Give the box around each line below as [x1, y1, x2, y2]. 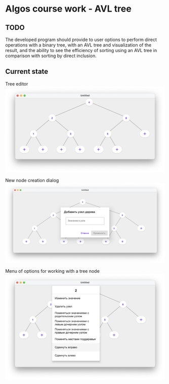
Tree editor [5, 80, 28, 87]
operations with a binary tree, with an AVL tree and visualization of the [5, 42, 152, 48]
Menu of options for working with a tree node [5, 268, 100, 274]
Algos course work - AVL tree [5, 3, 132, 15]
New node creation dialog [5, 177, 59, 183]
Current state [5, 67, 49, 76]
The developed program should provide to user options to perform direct [5, 36, 157, 42]
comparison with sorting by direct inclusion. [5, 53, 97, 59]
